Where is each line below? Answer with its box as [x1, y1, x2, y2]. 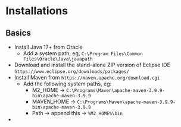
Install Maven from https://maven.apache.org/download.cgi [14, 74, 160, 81]
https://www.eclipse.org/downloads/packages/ [14, 69, 129, 75]
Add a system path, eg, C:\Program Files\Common [23, 50, 143, 57]
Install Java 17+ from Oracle [14, 43, 83, 50]
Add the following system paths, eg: [23, 80, 112, 87]
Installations [5, 4, 68, 18]
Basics [5, 28, 31, 38]
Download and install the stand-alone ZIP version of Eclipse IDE [14, 61, 171, 68]
